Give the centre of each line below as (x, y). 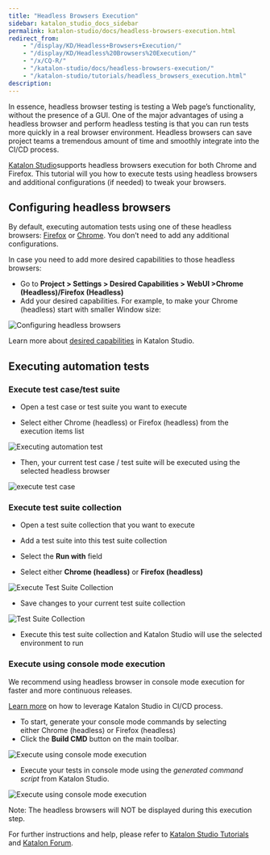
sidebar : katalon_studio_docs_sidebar (73, 23)
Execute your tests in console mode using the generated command (131, 770)
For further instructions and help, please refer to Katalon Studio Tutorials (129, 834)
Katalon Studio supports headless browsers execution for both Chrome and (133, 165)
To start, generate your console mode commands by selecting (123, 721)
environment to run (52, 643)
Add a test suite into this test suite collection (93, 541)
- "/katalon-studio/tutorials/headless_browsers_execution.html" (135, 76)
